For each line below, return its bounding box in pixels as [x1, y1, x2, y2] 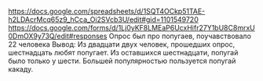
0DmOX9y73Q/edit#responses [8, 31, 108, 40]
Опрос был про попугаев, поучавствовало [108, 31, 251, 40]
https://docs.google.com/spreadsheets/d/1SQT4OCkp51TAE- [8, 7, 206, 16]
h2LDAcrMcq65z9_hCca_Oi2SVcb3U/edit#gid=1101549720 [8, 15, 199, 24]
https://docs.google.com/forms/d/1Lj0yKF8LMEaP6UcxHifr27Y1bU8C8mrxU [8, 23, 255, 32]
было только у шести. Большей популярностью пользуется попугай [8, 56, 236, 65]
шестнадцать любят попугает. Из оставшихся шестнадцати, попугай [8, 48, 239, 57]
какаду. [8, 65, 34, 73]
